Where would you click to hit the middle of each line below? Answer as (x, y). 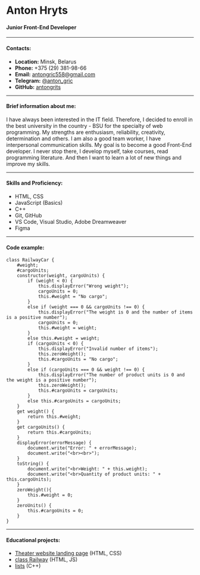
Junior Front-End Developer (41, 27)
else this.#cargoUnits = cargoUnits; (74, 401)
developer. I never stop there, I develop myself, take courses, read (87, 151)
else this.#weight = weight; (64, 339)
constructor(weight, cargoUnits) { (61, 276)
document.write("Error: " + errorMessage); (82, 448)
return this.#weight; (54, 417)
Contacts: (19, 48)
